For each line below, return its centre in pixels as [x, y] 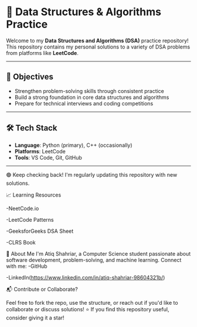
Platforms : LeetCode [40, 151]
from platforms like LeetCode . [43, 53]
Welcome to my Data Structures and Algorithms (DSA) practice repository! [97, 40]
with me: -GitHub [27, 266]
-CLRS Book [21, 242]
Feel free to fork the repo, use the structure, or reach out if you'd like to [92, 302]
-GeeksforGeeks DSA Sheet [40, 231]
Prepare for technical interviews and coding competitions [84, 103]
